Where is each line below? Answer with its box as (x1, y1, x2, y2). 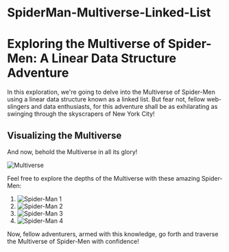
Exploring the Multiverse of (7, 36, 166, 52)
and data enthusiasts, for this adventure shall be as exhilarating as (30, 103, 218, 111)
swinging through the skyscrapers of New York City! (7, 110, 156, 118)
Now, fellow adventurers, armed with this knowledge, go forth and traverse (7, 229, 219, 238)
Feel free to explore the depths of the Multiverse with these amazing (7, 174, 200, 182)
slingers (7, 103, 29, 111)
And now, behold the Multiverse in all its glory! (7, 147, 138, 155)
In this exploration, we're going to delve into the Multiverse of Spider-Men (7, 88, 216, 97)
